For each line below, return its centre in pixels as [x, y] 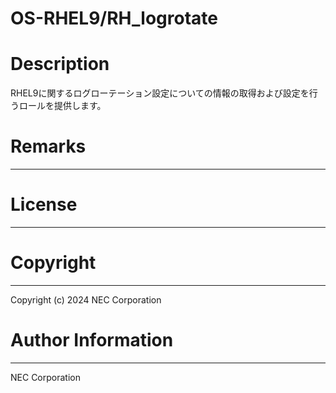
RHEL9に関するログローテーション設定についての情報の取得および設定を [160, 93]
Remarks [48, 146]
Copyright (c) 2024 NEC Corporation [86, 299]
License [44, 204]
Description [60, 64]
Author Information [92, 340]
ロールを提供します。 [62, 106]
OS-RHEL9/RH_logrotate [114, 18]
